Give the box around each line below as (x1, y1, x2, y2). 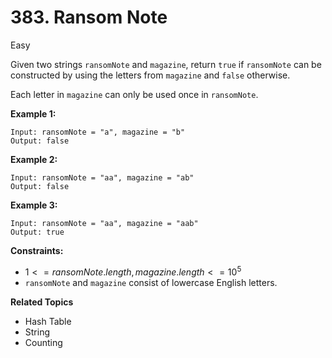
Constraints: (10, 244, 64, 256)
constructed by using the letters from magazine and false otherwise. (10, 69, 291, 81)
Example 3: (10, 199, 58, 211)
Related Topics (10, 296, 74, 308)
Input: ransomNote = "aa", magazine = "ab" (10, 172, 195, 183)
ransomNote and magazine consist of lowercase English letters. (24, 276, 278, 288)
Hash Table (24, 315, 72, 327)
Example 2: (10, 153, 58, 165)
